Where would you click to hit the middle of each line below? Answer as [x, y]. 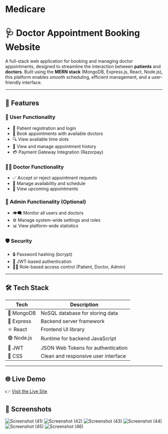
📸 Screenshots [28, 409]
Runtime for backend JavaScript [78, 339]
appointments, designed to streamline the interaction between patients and [83, 67]
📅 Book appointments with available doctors [58, 133]
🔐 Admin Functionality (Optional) [46, 202]
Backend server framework [73, 321]
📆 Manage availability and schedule [49, 184]
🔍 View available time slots [40, 139]
